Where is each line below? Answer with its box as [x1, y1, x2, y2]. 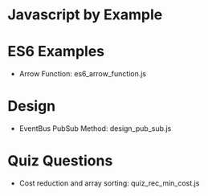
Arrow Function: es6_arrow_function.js [18, 69, 147, 79]
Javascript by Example [7, 6, 163, 24]
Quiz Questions [7, 152, 113, 170]
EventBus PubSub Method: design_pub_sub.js [18, 124, 172, 133]
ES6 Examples [7, 43, 105, 61]
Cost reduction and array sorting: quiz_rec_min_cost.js [18, 178, 200, 188]
